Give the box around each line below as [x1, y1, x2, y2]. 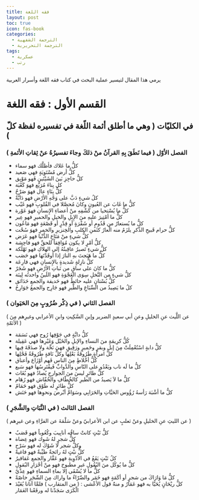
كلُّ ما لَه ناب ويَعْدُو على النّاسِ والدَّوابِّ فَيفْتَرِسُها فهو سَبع [14, 362, 142, 370]
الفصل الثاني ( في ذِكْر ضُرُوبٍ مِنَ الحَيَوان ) [6, 299, 116, 308]
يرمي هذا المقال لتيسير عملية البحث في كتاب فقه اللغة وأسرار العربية [6, 76, 161, 83]
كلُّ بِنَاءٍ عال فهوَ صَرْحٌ [14, 188, 62, 195]
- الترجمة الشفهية [11, 37, 58, 43]
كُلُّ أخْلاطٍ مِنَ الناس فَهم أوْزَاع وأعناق [14, 356, 98, 364]
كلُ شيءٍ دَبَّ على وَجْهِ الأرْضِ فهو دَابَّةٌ [14, 194, 98, 201]
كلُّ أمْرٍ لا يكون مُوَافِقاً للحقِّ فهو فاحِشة [14, 239, 101, 246]
